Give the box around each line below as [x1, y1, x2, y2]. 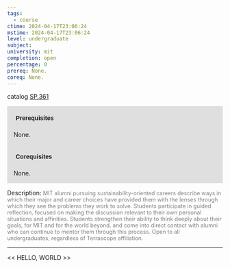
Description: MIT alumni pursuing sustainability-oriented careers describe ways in [7, 189, 221, 197]
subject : [7, 42, 32, 49]
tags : [7, 10, 23, 17]
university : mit [7, 49, 53, 56]
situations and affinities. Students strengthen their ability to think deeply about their [7, 215, 222, 223]
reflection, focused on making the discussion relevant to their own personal [7, 209, 202, 217]
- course [13, 16, 38, 23]
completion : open [7, 55, 57, 62]
